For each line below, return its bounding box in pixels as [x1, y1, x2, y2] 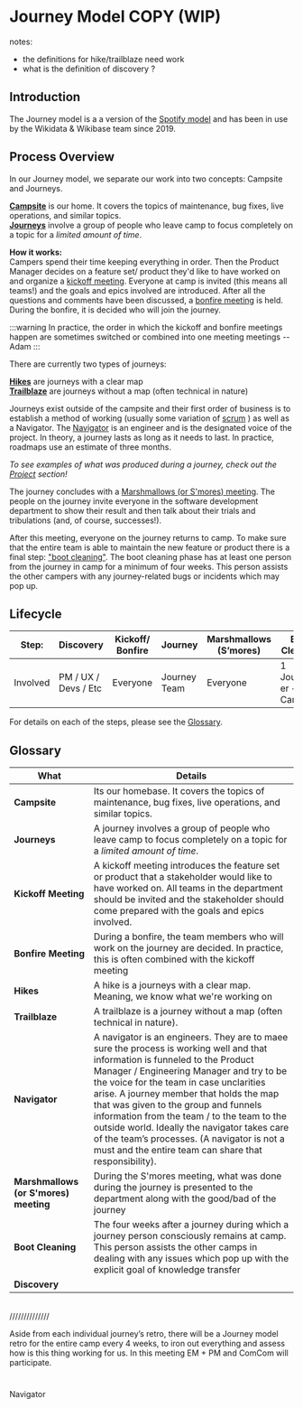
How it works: [9, 247, 63, 257]
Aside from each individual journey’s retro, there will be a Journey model [9, 1329, 279, 1339]
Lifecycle [9, 606, 62, 621]
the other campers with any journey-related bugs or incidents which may [9, 571, 280, 582]
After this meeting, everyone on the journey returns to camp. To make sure [9, 532, 287, 543]
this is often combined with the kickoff [93, 953, 255, 965]
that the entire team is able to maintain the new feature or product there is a [9, 542, 290, 553]
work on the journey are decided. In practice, [93, 942, 284, 955]
